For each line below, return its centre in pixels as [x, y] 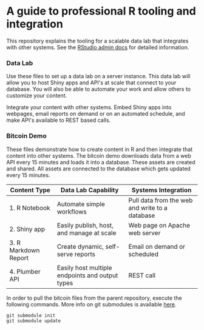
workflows [72, 212]
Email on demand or [157, 246]
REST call [142, 275]
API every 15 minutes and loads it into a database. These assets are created [101, 162]
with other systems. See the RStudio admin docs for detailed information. [98, 47]
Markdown [25, 250]
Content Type [30, 190]
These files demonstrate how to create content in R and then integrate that [100, 149]
